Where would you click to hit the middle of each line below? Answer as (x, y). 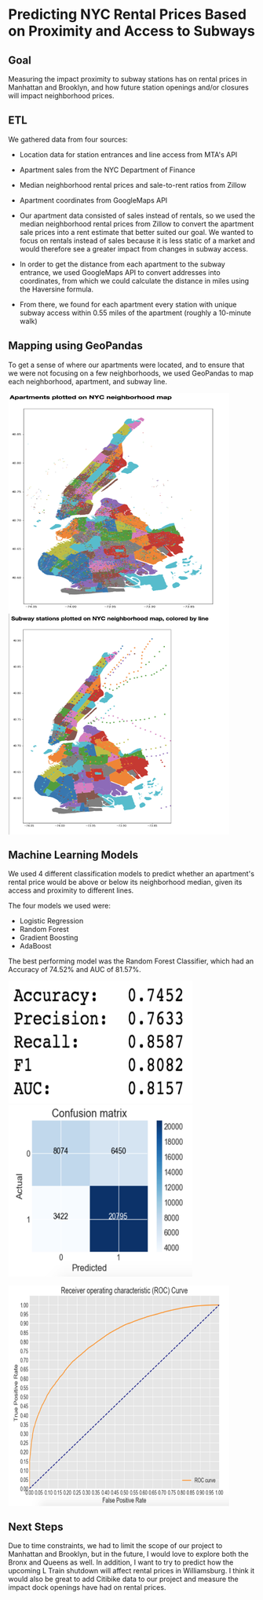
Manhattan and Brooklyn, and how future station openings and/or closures (128, 87)
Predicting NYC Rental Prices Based (128, 15)
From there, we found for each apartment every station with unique (128, 304)
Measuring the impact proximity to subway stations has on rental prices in (128, 79)
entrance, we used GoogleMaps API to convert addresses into (120, 272)
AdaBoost (35, 946)
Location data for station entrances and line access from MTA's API (128, 154)
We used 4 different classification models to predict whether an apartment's (131, 874)
